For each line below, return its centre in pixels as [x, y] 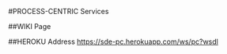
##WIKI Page [30, 26]
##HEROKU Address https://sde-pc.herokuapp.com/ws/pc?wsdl [114, 41]
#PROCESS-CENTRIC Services [59, 11]
